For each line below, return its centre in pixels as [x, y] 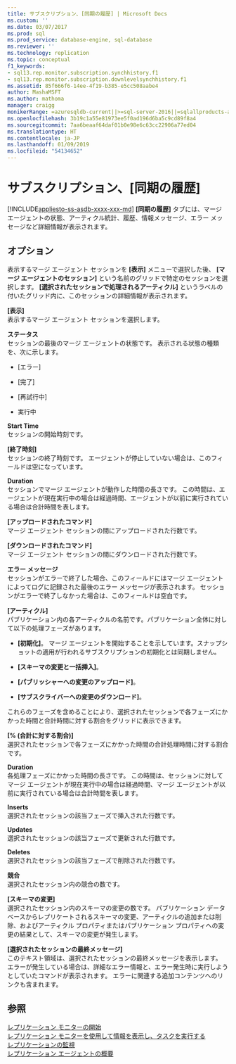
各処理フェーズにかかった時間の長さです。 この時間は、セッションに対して [115, 775]
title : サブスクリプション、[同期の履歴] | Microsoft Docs [87, 14]
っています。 [68, 467]
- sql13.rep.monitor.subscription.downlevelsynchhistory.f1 [97, 79]
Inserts [18, 807]
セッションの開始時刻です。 [47, 434]
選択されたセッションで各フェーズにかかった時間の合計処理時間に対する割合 [118, 744]
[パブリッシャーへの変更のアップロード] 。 [78, 682]
